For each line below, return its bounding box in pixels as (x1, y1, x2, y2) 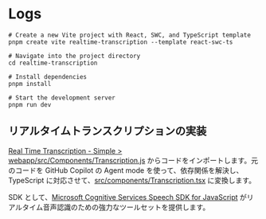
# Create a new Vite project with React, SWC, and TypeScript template (8, 31, 251, 39)
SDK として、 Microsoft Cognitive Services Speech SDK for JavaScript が (8, 192, 247, 201)
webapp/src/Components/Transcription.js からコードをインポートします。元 (8, 155, 259, 165)
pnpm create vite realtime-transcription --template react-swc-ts (8, 37, 233, 46)
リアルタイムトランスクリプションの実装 (8, 124, 207, 138)
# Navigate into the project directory (8, 52, 141, 60)
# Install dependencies (8, 72, 88, 80)
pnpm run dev (8, 100, 52, 108)
